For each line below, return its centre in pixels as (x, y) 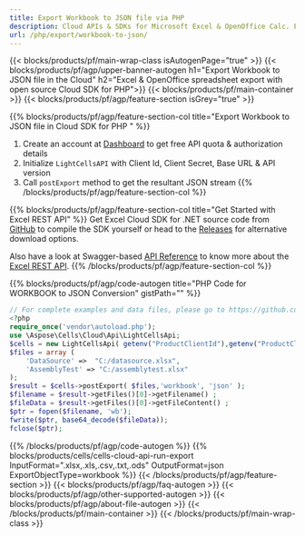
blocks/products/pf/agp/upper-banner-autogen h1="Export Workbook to (145, 70)
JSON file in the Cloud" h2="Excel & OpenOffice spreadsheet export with (146, 80)
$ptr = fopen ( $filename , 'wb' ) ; (70, 411)
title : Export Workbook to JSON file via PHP (97, 18)
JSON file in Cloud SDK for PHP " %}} (80, 126)
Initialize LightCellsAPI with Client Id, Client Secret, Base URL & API (149, 164)
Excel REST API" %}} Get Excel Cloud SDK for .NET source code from (140, 220)
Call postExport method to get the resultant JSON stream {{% (138, 183)
